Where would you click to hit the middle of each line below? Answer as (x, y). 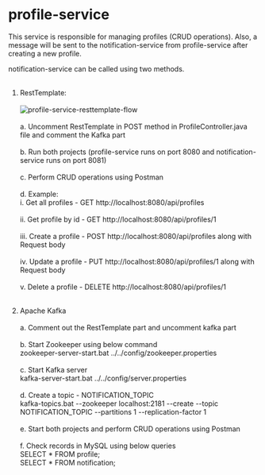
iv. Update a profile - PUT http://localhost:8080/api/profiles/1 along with (137, 261)
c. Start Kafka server (54, 369)
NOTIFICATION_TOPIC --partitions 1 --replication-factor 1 (113, 411)
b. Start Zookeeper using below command (88, 344)
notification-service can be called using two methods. (96, 68)
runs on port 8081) (77, 160)
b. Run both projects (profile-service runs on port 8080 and (117, 152)
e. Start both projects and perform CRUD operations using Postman (130, 429)
